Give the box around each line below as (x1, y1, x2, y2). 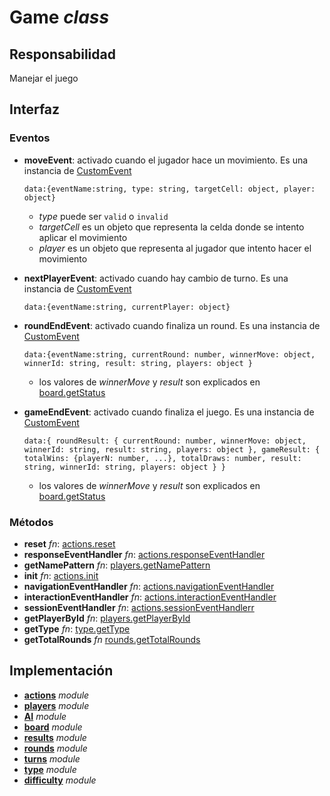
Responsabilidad (9, 46, 116, 63)
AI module (23, 710, 67, 722)
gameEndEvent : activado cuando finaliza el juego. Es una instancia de (23, 406, 315, 418)
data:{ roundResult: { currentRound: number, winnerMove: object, (23, 436, 307, 446)
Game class (9, 6, 110, 29)
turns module (23, 752, 81, 765)
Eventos (9, 131, 51, 145)
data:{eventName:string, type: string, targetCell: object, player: (23, 184, 316, 194)
